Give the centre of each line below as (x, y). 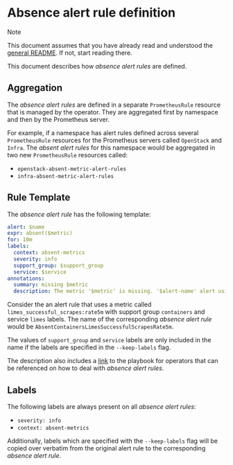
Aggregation (35, 88)
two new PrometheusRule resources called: (68, 155)
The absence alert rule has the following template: (79, 214)
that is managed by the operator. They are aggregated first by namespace (113, 112)
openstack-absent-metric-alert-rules (72, 169)
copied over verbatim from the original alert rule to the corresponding (106, 448)
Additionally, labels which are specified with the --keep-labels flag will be (113, 441)
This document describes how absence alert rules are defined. (97, 66)
